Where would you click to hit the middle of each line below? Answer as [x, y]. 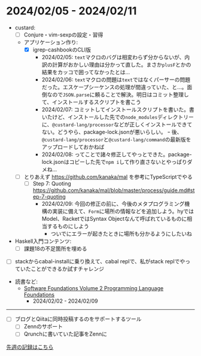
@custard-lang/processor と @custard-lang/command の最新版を [116, 139]
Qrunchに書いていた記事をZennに [66, 334]
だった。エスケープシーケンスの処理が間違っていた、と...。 [114, 87]
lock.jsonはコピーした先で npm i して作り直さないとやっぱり [114, 162]
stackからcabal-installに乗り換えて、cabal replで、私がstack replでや [100, 261]
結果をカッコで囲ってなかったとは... [86, 72]
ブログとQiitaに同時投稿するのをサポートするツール [78, 319]
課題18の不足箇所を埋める [55, 249]
